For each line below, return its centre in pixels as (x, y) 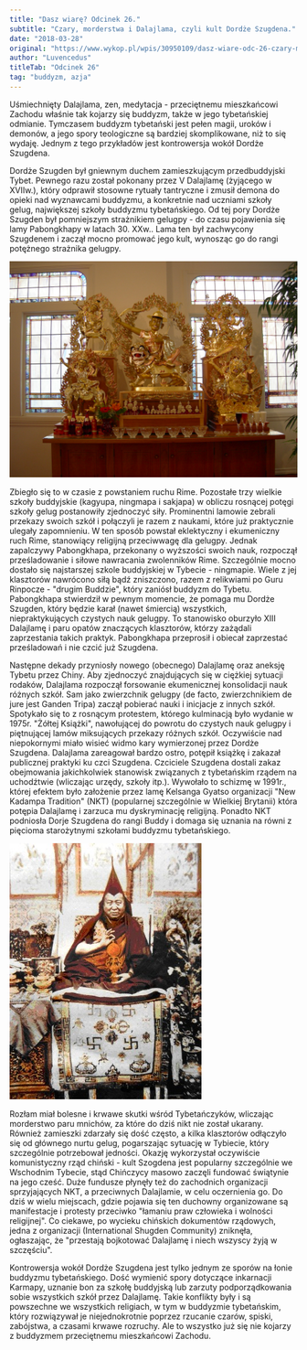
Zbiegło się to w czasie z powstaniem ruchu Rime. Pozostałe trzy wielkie (146, 492)
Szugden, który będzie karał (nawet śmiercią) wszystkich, (118, 608)
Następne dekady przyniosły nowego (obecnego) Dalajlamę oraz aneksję (147, 665)
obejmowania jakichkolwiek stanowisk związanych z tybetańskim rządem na (153, 772)
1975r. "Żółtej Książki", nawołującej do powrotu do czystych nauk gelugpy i (150, 723)
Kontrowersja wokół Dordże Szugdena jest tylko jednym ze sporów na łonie (151, 1268)
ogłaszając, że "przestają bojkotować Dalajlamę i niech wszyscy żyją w (143, 1240)
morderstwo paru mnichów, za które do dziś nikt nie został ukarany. (137, 1123)
